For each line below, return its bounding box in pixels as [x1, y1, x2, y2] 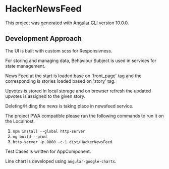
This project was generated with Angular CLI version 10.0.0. [5, 20, 129, 26]
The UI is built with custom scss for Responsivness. [5, 47, 112, 53]
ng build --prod [12, 134, 47, 139]
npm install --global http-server [12, 129, 85, 134]
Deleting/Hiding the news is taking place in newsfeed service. [5, 103, 134, 109]
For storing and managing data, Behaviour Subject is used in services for [5, 58, 156, 64]
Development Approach [5, 34, 82, 43]
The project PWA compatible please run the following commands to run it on [5, 112, 164, 119]
